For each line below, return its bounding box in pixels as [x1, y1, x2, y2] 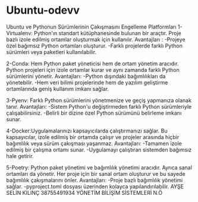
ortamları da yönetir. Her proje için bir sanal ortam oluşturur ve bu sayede [6, 170, 186, 177]
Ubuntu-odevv [6, 4, 80, 17]
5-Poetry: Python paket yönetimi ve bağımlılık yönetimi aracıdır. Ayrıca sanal [6, 164, 192, 171]
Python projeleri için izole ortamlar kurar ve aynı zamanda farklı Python [6, 66, 180, 73]
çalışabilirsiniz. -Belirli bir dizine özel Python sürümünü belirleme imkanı [6, 109, 182, 116]
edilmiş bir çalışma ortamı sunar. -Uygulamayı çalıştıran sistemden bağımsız [6, 146, 192, 153]
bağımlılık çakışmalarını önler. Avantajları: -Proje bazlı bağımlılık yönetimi [6, 176, 183, 184]
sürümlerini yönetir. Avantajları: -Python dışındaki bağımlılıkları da [6, 72, 166, 80]
